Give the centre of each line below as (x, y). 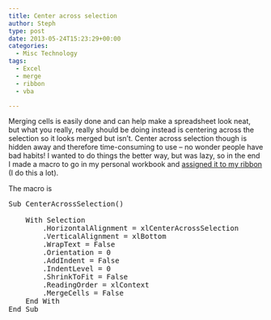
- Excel (29, 69)
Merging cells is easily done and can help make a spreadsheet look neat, (129, 122)
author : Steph (32, 23)
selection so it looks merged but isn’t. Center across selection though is (128, 139)
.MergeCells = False (83, 293)
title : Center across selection (63, 16)
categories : (28, 46)
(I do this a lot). (34, 173)
